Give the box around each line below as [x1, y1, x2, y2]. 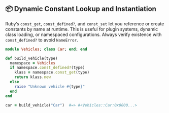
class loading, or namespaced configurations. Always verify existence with [5, 31, 162, 37]
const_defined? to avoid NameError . [5, 36, 78, 43]
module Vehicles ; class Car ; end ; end [5, 47, 87, 52]
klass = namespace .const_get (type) [14, 70, 90, 75]
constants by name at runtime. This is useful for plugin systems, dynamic [5, 26, 158, 32]
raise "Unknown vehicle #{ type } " [14, 84, 85, 89]
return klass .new [14, 74, 51, 80]
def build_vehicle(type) [5, 56, 58, 61]
